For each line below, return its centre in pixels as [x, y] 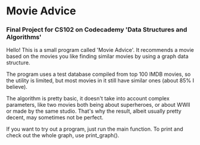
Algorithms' [24, 37]
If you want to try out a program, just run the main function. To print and [95, 129]
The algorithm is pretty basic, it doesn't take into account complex [88, 98]
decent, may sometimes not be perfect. [55, 118]
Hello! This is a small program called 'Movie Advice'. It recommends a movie [100, 50]
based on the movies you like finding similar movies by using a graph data [97, 56]
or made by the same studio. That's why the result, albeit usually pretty [94, 111]
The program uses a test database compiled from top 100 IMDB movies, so [99, 74]
